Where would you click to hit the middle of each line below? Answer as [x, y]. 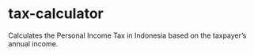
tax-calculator [56, 14]
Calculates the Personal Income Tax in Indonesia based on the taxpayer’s [127, 35]
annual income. [33, 43]
